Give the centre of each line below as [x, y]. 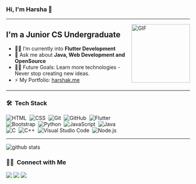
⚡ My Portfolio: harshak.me [47, 80]
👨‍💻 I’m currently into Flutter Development [65, 48]
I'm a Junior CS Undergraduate [63, 34]
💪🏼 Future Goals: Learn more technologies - [67, 67]
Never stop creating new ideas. [52, 74]
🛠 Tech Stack [27, 103]
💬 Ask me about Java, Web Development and [70, 55]
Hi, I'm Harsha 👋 [29, 9]
